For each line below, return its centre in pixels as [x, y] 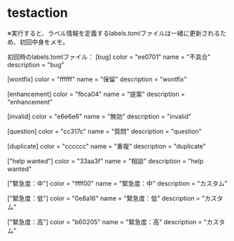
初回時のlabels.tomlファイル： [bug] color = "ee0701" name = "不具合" [109, 57]
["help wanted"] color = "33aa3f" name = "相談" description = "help [105, 161]
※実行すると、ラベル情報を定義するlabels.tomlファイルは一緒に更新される [114, 33]
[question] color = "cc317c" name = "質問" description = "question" [104, 131]
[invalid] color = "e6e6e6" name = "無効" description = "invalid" [99, 116]
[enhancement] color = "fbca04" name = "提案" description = [96, 94]
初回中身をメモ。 [44, 42]
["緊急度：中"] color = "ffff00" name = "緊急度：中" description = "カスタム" [117, 183]
